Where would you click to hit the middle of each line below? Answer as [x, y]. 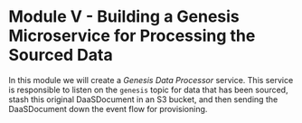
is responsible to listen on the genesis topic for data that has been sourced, [148, 90]
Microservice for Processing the [132, 36]
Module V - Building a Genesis [124, 17]
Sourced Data [61, 55]
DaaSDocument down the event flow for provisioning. [108, 109]
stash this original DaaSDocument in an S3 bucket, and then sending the [143, 99]
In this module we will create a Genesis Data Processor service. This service [151, 80]
